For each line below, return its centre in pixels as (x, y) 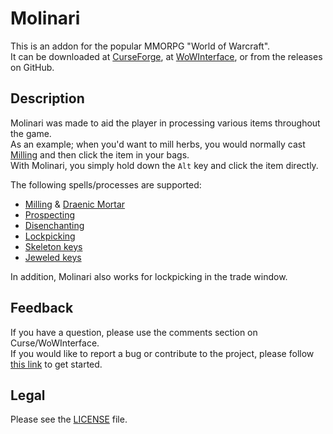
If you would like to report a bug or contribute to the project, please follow (162, 353)
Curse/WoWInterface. (55, 343)
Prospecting (50, 214)
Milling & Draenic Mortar (75, 204)
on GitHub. (32, 67)
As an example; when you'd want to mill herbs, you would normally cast (158, 144)
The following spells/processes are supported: (106, 184)
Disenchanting (54, 225)
